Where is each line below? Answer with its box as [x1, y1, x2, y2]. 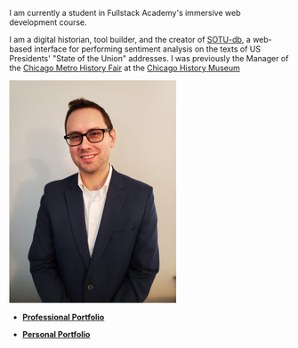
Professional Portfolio [21, 312, 105, 322]
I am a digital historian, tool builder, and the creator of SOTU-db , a [9, 35, 251, 45]
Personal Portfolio [21, 329, 91, 339]
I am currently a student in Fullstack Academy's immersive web [9, 8, 241, 18]
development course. [9, 17, 87, 28]
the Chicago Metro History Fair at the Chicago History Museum [9, 62, 240, 73]
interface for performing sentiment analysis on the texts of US [34, 44, 261, 54]
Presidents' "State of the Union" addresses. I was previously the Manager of [9, 53, 289, 63]
